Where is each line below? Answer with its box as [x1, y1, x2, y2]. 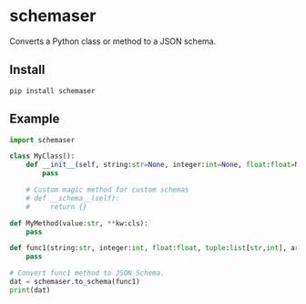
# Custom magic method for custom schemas [25, 185, 189, 194]
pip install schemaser [9, 86, 96, 96]
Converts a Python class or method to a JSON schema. [9, 36, 217, 47]
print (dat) [9, 285, 51, 295]
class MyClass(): [9, 152, 76, 161]
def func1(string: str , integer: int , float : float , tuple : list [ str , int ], [9, 244, 287, 253]
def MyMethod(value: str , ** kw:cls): [9, 218, 148, 228]
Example [9, 111, 60, 127]
